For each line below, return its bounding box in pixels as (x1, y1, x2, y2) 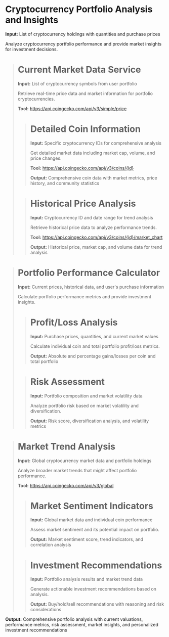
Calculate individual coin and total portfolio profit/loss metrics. (30, 343, 160, 349)
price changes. (30, 155, 62, 161)
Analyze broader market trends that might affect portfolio (17, 467, 137, 473)
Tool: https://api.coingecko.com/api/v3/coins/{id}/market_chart (30, 234, 163, 240)
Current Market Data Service (17, 64, 141, 75)
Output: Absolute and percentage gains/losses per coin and (30, 353, 156, 359)
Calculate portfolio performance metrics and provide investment (17, 293, 152, 299)
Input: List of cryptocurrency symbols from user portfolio (17, 80, 138, 86)
